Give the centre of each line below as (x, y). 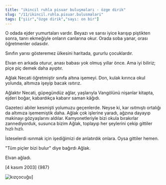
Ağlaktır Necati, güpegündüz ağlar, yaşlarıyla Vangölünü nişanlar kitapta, (80, 93)
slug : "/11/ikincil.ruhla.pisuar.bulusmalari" (54, 14)
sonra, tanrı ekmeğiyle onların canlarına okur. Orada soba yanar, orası (77, 38)
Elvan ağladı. (18, 158)
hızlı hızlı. (15, 129)
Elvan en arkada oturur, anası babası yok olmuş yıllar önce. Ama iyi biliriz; (81, 63)
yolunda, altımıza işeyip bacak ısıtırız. (43, 83)
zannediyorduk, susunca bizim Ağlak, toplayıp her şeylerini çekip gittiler (79, 124)
